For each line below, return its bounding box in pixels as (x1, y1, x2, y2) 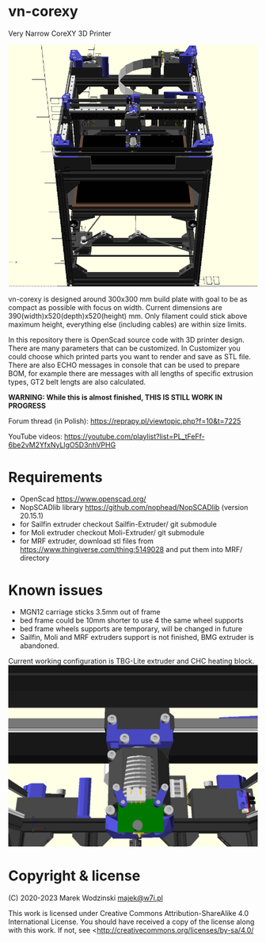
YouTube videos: (8, 431, 63, 442)
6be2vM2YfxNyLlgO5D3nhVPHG (8, 440, 116, 450)
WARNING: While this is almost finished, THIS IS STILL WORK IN (8, 393, 223, 402)
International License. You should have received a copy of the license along (8, 917, 255, 926)
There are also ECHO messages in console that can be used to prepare (8, 360, 240, 370)
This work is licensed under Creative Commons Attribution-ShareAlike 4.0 (8, 908, 249, 918)
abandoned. (19, 641, 59, 650)
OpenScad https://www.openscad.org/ (19, 494, 146, 504)
